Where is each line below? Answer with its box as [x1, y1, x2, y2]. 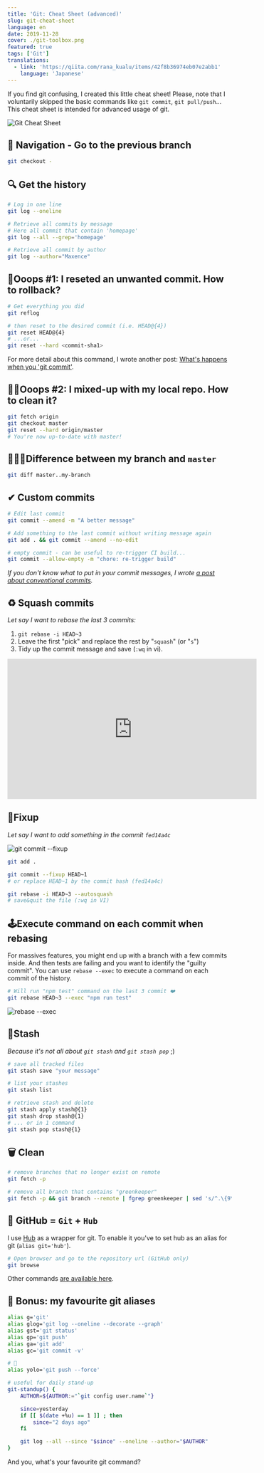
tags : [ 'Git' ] [7, 51, 50, 58]
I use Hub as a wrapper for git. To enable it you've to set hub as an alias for [7, 1233, 228, 1242]
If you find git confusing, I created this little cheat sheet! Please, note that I [7, 90, 226, 98]
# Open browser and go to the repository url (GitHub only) [7, 1254, 190, 1262]
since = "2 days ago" [33, 1418, 91, 1426]
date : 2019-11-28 [7, 30, 59, 38]
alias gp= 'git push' [7, 1333, 69, 1341]
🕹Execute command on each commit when [7, 918, 204, 930]
